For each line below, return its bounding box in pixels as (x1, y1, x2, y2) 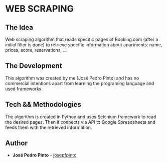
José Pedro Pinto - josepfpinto (12, 152, 77, 158)
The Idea (5, 23, 34, 32)
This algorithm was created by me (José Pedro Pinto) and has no (5, 75, 139, 81)
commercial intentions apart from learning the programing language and (5, 80, 154, 86)
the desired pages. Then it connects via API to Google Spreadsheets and (5, 119, 155, 125)
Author (5, 139, 28, 147)
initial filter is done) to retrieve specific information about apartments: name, (5, 42, 162, 48)
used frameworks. (5, 86, 43, 92)
